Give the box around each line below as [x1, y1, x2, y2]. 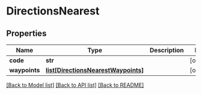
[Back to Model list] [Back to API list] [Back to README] [6, 81, 144, 89]
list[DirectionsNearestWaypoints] [46, 66, 144, 74]
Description [149, 46, 185, 54]
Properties [6, 28, 47, 39]
